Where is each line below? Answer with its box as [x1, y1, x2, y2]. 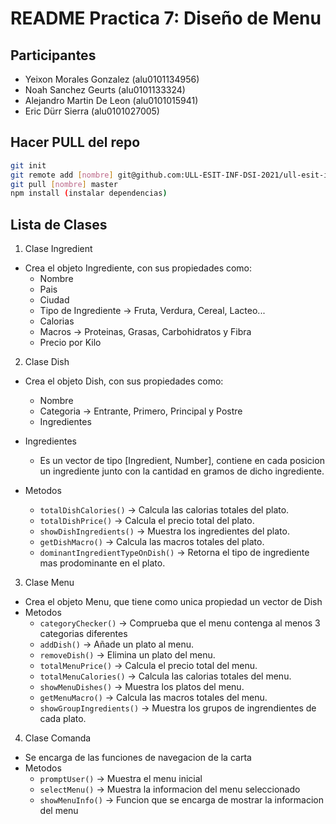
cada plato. [39, 713, 87, 725]
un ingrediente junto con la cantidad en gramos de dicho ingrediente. [39, 465, 325, 477]
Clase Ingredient [24, 243, 93, 255]
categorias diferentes [39, 628, 128, 640]
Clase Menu [24, 577, 75, 589]
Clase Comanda [24, 732, 92, 744]
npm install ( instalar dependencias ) [10, 188, 168, 199]
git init [10, 160, 47, 171]
